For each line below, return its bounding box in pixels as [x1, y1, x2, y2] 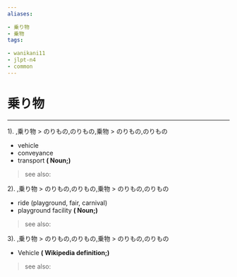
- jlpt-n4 [7, 57, 37, 64]
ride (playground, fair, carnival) [17, 199, 108, 207]
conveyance [17, 148, 54, 157]
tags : [7, 37, 23, 44]
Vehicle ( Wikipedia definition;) [17, 248, 110, 257]
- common [7, 63, 33, 70]
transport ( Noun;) [17, 156, 71, 165]
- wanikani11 [7, 50, 46, 57]
